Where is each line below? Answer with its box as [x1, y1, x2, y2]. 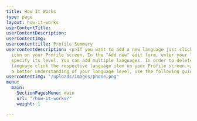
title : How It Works [6, 8, 57, 15]
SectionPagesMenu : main [16, 90, 75, 96]
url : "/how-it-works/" [16, 95, 72, 101]
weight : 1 [16, 101, 41, 107]
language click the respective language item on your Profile [11, 63, 167, 69]
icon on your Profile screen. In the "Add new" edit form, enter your [11, 52, 188, 58]
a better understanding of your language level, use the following [11, 68, 180, 74]
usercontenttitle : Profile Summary [6, 42, 93, 47]
